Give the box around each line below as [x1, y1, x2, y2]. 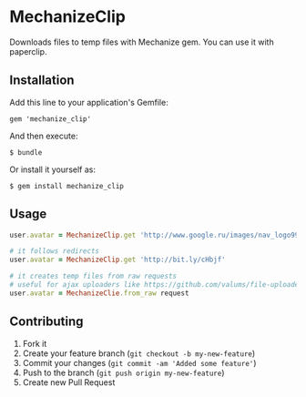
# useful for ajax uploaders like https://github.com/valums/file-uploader [9, 280, 303, 290]
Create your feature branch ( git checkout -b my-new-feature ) [22, 348, 256, 359]
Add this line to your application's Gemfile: [9, 97, 168, 107]
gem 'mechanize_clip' [9, 114, 92, 124]
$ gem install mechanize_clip [9, 181, 125, 190]
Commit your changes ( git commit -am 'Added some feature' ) [22, 357, 257, 368]
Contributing [9, 314, 84, 330]
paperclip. [9, 46, 47, 56]
